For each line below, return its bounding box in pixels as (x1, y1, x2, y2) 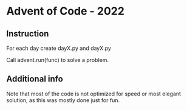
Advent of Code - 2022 (6, 4, 124, 18)
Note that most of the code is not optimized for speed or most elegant (6, 90, 181, 97)
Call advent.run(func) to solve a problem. (6, 57, 109, 63)
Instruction (6, 29, 49, 39)
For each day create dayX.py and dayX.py (6, 44, 111, 52)
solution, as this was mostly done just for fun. (6, 96, 120, 104)
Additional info (6, 74, 64, 84)
